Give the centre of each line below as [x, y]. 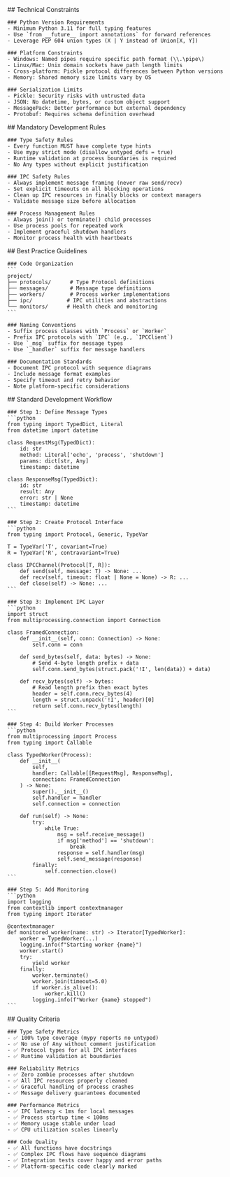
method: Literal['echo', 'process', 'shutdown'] [92, 455]
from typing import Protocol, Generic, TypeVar [78, 535]
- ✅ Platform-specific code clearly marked [72, 1167]
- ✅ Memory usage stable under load [61, 1124]
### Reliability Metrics [43, 1069]
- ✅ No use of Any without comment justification [81, 1044]
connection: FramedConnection [76, 780]
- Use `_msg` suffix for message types [65, 344]
